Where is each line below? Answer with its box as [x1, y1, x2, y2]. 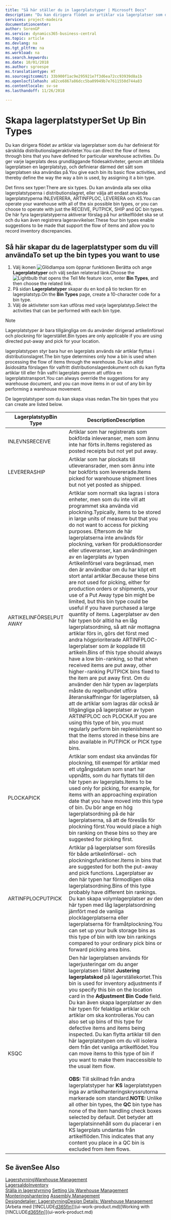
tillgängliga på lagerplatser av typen [68, 706, 154, 714]
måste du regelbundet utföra [68, 687, 137, 694]
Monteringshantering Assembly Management [5, 1193, 100, 1199]
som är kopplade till [98, 643, 146, 650]
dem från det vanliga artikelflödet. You [68, 1044, 159, 1051]
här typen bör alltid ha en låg [68, 617, 137, 624]
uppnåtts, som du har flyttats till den [68, 772, 155, 779]
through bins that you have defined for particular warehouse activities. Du [5, 153, 160, 159]
